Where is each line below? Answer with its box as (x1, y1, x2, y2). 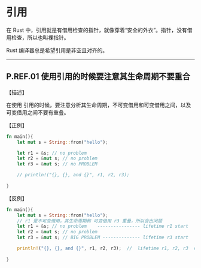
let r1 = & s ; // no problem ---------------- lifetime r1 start (17, 223, 188, 230)
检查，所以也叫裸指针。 (11, 34, 69, 41)
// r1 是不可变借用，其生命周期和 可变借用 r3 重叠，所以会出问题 (17, 218, 163, 224)
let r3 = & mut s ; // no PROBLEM (17, 161, 98, 167)
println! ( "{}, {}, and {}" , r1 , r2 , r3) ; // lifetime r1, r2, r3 (17, 245, 188, 251)
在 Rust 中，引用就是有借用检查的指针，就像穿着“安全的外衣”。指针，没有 (6, 26, 187, 34)
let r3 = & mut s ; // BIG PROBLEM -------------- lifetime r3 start (17, 234, 188, 240)
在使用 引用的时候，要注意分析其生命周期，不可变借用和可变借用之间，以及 (6, 101, 191, 109)
